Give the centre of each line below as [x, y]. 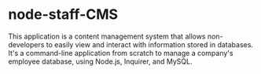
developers [26, 44]
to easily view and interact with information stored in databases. [150, 44]
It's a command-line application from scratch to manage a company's [121, 53]
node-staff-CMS [63, 15]
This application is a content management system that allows [107, 36]
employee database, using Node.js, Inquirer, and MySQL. [100, 61]
